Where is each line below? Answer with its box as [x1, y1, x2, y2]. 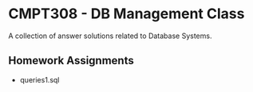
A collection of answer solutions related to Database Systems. [8, 31, 212, 40]
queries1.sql [19, 75, 60, 84]
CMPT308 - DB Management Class [8, 5, 245, 23]
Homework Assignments [8, 54, 134, 67]
